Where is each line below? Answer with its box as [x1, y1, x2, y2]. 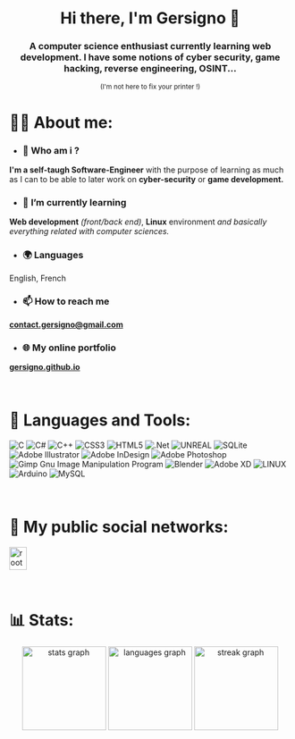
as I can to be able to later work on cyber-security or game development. [9, 173, 284, 184]
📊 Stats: [9, 610, 74, 631]
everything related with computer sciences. [9, 226, 170, 237]
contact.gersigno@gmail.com [9, 319, 123, 330]
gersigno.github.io [9, 362, 80, 373]
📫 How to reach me [21, 295, 110, 307]
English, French [9, 273, 67, 283]
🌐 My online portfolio [21, 341, 116, 354]
